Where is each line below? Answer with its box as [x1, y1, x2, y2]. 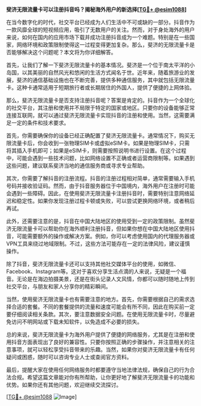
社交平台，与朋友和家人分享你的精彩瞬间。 [6, 283, 111, 290]
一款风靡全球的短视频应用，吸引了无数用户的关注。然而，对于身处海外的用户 [6, 26, 195, 33]
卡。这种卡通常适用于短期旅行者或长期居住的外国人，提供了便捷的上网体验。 [6, 84, 195, 91]
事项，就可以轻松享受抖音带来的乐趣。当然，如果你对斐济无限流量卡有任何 [11, 346, 195, 353]
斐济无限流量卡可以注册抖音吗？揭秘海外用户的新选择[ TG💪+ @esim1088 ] [6, 6, 187, 13]
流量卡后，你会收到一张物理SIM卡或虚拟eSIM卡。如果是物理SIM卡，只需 [11, 139, 190, 147]
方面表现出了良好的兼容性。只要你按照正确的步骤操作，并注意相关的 [22, 339, 190, 345]
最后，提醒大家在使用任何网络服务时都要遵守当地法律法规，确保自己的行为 [6, 366, 190, 373]
